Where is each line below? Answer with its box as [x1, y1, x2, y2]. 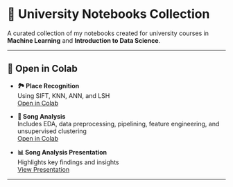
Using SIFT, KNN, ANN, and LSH [17, 91, 110, 99]
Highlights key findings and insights [17, 158, 119, 166]
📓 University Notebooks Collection [7, 6, 210, 22]
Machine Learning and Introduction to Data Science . [7, 36, 161, 44]
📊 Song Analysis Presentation [17, 148, 107, 156]
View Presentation [17, 165, 70, 173]
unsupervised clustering [17, 127, 87, 135]
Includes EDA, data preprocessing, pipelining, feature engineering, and [17, 119, 220, 128]
